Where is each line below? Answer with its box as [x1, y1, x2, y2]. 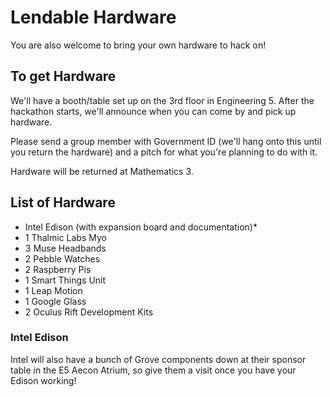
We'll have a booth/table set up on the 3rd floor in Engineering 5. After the [10, 94, 315, 106]
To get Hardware [10, 68, 117, 85]
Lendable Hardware [10, 6, 177, 29]
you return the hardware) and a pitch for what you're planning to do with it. [10, 146, 318, 158]
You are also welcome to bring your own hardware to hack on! [10, 39, 267, 51]
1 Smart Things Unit [24, 274, 107, 286]
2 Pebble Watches [24, 252, 101, 265]
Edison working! [10, 374, 77, 386]
